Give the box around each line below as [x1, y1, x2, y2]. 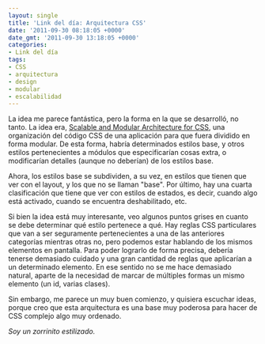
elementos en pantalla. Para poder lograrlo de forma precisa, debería [8, 246, 233, 255]
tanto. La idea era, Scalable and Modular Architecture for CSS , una [8, 123, 225, 132]
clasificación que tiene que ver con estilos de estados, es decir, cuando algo [8, 188, 258, 198]
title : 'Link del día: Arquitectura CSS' [8, 19, 147, 27]
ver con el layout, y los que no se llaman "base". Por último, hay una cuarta [8, 180, 252, 190]
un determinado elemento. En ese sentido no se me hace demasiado [8, 263, 232, 272]
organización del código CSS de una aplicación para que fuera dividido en [8, 131, 251, 141]
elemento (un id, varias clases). [8, 279, 111, 289]
